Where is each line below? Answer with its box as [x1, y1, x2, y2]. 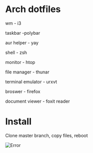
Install [5, 116, 32, 127]
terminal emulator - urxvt [5, 79, 57, 85]
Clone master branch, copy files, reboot [5, 132, 88, 138]
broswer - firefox [5, 88, 40, 94]
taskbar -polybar [5, 30, 40, 36]
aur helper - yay [5, 39, 39, 46]
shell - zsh [5, 49, 27, 55]
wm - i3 [5, 20, 22, 26]
